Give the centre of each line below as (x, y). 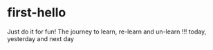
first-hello (37, 13)
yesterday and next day (41, 38)
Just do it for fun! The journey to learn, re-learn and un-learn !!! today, (107, 32)
